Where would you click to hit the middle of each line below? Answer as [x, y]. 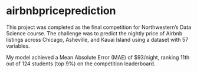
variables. [18, 46]
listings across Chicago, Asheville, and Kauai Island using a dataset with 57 [97, 39]
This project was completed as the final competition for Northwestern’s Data [99, 27]
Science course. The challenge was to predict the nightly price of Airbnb [94, 33]
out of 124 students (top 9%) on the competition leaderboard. [81, 64]
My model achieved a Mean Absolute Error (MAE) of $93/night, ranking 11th [98, 57]
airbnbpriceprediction [61, 11]
